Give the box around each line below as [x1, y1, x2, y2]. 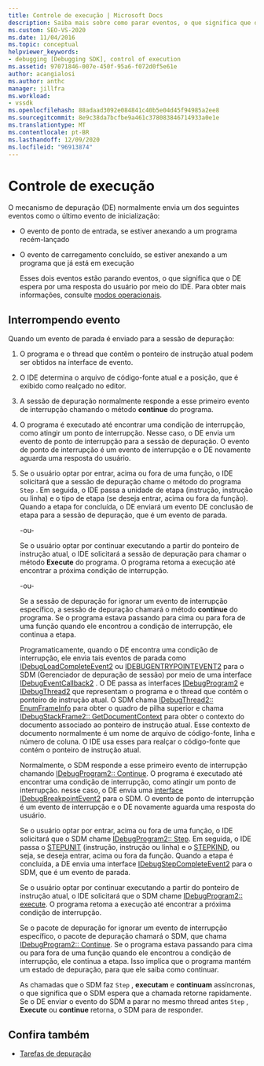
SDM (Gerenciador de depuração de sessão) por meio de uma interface [19, 670, 253, 680]
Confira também [8, 1027, 90, 1042]
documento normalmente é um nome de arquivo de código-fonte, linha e [19, 729, 255, 738]
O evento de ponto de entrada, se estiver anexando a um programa [19, 226, 237, 236]
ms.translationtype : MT [8, 121, 86, 129]
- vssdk [8, 99, 34, 107]
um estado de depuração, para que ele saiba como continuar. [19, 965, 219, 975]
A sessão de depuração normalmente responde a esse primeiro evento [19, 396, 250, 406]
